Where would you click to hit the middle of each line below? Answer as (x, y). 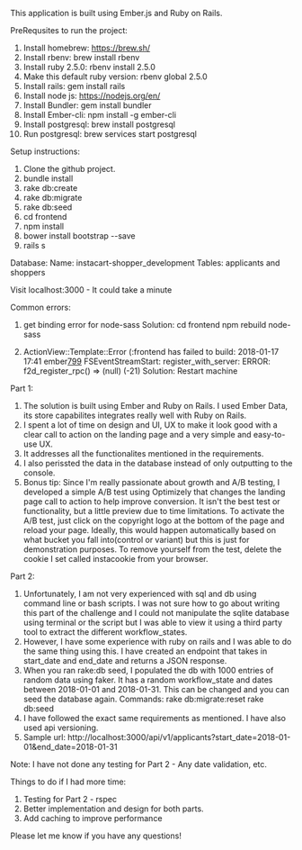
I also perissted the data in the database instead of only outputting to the (158, 463)
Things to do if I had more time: (68, 782)
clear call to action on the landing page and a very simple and (137, 434)
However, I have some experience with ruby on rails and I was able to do (157, 642)
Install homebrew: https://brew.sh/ (87, 48)
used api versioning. (61, 728)
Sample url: (44, 737)
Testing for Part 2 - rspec (70, 799)
